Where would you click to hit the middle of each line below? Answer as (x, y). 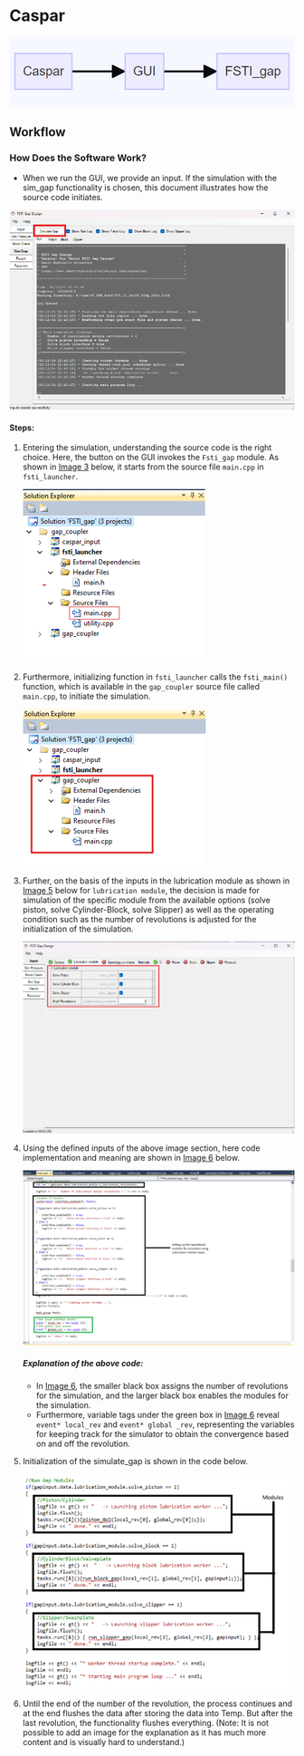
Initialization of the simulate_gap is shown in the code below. (135, 1462)
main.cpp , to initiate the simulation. (86, 696)
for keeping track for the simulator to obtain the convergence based (162, 1434)
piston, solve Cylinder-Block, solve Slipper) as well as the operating (148, 910)
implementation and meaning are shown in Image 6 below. (131, 1158)
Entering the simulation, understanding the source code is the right (147, 448)
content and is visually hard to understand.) (104, 1742)
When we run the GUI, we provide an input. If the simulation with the (150, 178)
